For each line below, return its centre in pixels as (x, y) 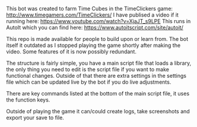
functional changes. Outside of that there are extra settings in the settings (96, 76)
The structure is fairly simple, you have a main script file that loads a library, (99, 63)
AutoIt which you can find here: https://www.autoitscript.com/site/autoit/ (95, 27)
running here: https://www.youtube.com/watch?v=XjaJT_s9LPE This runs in (99, 21)
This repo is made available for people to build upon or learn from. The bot (97, 39)
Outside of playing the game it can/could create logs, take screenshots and (98, 111)
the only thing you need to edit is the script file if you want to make (88, 69)
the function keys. (28, 100)
